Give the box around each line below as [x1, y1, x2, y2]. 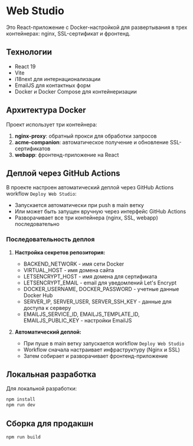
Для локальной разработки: [6, 385, 77, 392]
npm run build [6, 434, 41, 440]
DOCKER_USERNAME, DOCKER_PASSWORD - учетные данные [23, 285, 179, 292]
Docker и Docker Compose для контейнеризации [14, 88, 137, 95]
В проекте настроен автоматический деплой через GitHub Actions [6, 184, 174, 191]
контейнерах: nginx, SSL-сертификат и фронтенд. [6, 30, 131, 37]
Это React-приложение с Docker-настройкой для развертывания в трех [6, 24, 188, 31]
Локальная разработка [6, 370, 96, 380]
